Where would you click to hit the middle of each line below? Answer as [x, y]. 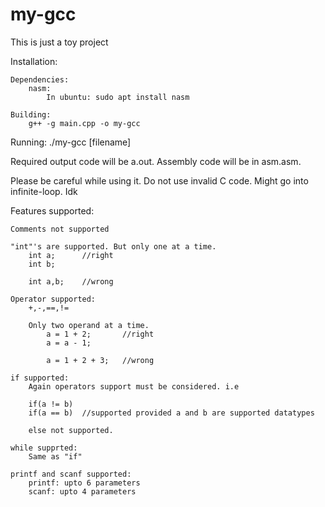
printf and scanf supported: [71, 474]
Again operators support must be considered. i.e [134, 386]
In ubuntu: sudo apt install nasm [118, 97]
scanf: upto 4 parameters [82, 491]
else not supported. [71, 430]
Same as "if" [55, 456]
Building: [31, 114]
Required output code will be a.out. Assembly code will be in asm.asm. [156, 161]
